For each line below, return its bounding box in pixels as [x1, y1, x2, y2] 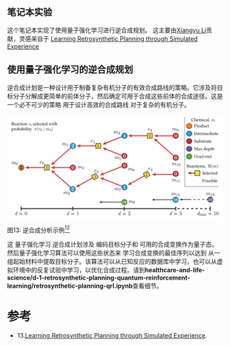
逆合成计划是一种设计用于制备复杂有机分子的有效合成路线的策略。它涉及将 [7, 83, 217, 91]
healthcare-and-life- [144, 266, 205, 274]
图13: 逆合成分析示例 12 [7, 225, 71, 234]
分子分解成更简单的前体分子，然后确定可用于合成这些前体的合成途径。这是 [12, 92, 223, 100]
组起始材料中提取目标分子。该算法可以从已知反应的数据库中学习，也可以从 [7, 258, 217, 266]
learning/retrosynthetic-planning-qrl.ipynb [7, 282, 133, 290]
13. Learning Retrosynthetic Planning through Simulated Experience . [16, 332, 207, 340]
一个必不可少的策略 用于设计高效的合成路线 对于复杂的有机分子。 [7, 100, 190, 108]
